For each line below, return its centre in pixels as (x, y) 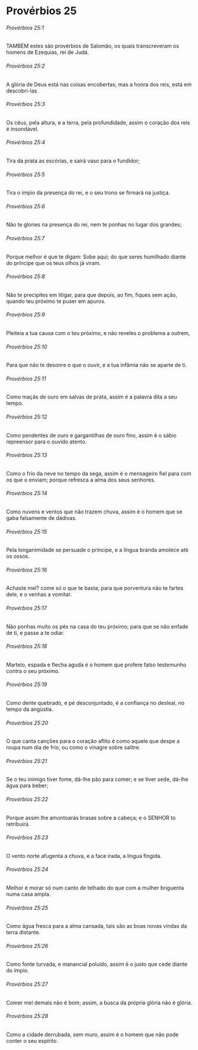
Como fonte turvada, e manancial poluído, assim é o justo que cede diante (97, 964)
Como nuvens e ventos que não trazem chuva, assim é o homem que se (94, 512)
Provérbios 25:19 (27, 684)
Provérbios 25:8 (26, 276)
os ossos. (18, 556)
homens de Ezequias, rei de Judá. (47, 52)
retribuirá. (18, 824)
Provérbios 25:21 (27, 761)
